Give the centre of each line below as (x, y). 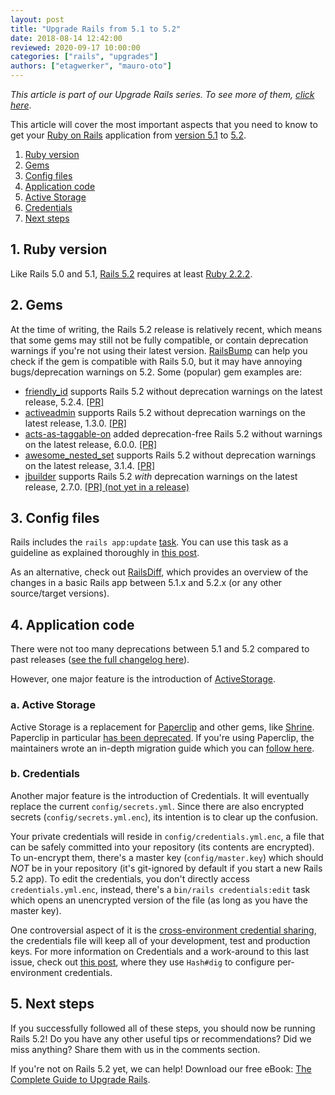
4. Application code (72, 624)
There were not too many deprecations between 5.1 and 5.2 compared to (160, 649)
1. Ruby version (59, 249)
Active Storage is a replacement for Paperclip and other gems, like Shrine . (162, 727)
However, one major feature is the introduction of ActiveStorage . (143, 679)
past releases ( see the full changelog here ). (100, 660)
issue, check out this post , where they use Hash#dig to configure (142, 962)
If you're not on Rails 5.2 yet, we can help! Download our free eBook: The (161, 1068)
